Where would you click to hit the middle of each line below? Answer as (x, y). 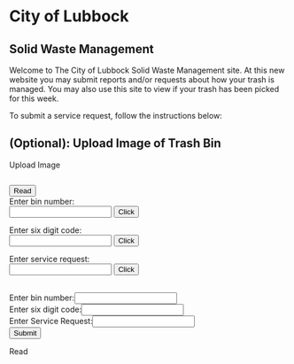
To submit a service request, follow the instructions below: (116, 116)
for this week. (34, 98)
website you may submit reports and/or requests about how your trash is (142, 80)
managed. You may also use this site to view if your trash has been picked (144, 89)
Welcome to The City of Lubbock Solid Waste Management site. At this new (147, 70)
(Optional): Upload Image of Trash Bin (115, 143)
